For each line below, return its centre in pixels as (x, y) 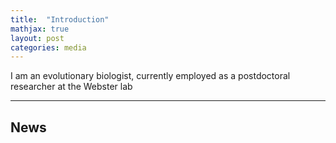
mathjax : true (40, 29)
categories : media (48, 47)
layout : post (37, 38)
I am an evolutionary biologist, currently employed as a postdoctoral (150, 76)
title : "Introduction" (60, 19)
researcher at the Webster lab (71, 87)
